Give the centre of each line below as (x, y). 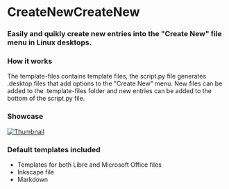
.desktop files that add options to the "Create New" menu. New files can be (115, 83)
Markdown (33, 179)
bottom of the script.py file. (46, 99)
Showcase (25, 117)
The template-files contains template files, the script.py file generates (107, 76)
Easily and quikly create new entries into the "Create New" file (114, 34)
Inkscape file (35, 172)
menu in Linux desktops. (50, 42)
